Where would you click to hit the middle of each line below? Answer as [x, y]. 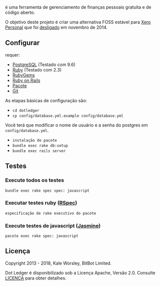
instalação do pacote [34, 140]
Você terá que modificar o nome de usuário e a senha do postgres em [77, 125]
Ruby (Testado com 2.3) [37, 70]
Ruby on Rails [26, 80]
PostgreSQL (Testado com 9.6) [44, 65]
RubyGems [24, 75]
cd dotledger [26, 110]
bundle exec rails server [39, 151]
